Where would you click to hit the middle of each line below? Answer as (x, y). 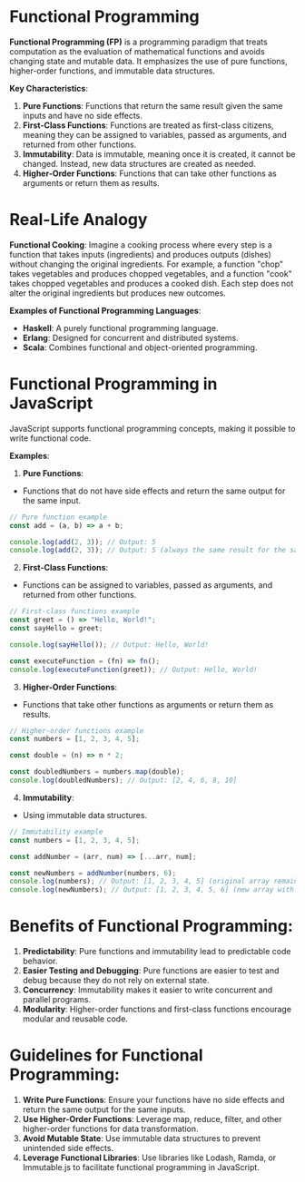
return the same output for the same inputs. (104, 1109)
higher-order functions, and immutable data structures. (113, 71)
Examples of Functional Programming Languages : (105, 310)
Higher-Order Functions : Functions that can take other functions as (149, 173)
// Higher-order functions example (77, 731)
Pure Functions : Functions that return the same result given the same (152, 105)
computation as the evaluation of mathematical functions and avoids (137, 51)
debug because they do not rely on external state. (116, 981)
